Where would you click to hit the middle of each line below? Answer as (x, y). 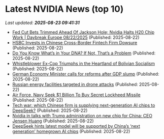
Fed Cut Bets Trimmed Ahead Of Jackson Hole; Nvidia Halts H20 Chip (83, 32)
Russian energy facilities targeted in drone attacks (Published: (75, 84)
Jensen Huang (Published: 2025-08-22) (53, 121)
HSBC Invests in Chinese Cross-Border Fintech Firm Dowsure (75, 42)
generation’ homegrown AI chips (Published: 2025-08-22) (71, 131)
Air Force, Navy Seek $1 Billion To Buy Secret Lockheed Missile (76, 95)
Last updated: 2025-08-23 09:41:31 (42, 23)
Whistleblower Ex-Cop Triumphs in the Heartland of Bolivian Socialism (83, 63)
